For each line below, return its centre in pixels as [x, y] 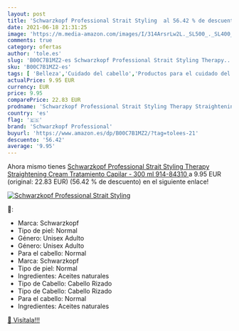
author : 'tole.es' [34, 54]
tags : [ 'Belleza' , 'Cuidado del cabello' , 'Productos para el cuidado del [119, 73]
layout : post [27, 14]
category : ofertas [34, 47]
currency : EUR [28, 87]
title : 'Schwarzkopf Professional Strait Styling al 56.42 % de [106, 21]
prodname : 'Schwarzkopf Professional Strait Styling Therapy [100, 107]
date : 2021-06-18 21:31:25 [47, 27]
